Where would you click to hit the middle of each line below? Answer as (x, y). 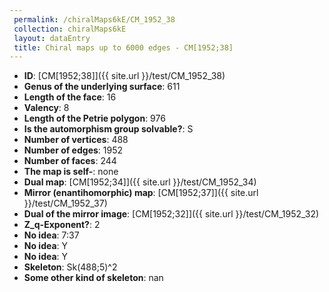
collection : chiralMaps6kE (70, 29)
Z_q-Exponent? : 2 (62, 225)
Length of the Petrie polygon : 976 (94, 118)
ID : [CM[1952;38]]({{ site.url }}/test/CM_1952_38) (124, 76)
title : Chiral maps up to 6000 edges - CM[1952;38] (123, 47)
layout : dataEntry (52, 38)
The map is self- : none (71, 172)
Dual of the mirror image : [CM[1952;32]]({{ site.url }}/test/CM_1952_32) (171, 214)
